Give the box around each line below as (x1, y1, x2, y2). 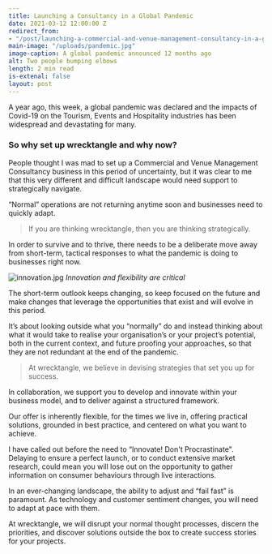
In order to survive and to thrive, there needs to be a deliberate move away (8, 239, 257, 249)
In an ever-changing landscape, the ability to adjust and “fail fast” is (8, 486, 235, 496)
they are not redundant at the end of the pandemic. (8, 346, 180, 357)
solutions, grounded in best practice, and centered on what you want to (8, 419, 247, 430)
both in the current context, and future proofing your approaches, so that (8, 338, 253, 348)
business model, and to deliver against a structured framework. (8, 395, 220, 406)
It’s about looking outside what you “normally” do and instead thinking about (8, 321, 263, 331)
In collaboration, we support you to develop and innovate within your (8, 387, 237, 397)
